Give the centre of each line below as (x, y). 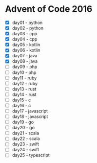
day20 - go (23, 128)
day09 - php (25, 67)
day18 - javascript (30, 116)
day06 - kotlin (26, 50)
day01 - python (27, 23)
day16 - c (21, 105)
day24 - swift (26, 150)
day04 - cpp (25, 39)
